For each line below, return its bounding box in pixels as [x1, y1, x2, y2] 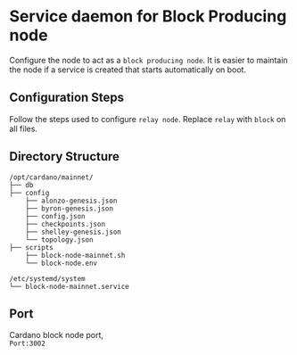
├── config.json [25, 211, 87, 220]
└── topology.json [25, 235, 94, 244]
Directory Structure [9, 149, 120, 164]
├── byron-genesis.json [25, 203, 114, 213]
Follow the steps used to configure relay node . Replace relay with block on [9, 113, 286, 124]
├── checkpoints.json [25, 219, 105, 228]
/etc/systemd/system [9, 274, 87, 283]
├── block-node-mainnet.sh [25, 251, 126, 260]
